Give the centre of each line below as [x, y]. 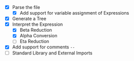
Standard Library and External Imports [52, 53]
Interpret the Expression [37, 24]
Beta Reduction [36, 30]
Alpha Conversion [38, 36]
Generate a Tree [29, 19]
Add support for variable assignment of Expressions [74, 13]
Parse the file [26, 7]
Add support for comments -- [43, 47]
